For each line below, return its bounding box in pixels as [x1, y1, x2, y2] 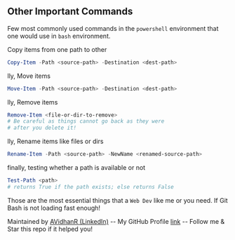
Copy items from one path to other [7, 45, 107, 53]
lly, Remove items [7, 98, 58, 106]
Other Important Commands [7, 6, 133, 18]
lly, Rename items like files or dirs [7, 137, 104, 146]
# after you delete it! [7, 124, 77, 132]
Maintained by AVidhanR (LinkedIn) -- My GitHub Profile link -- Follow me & [7, 217, 225, 225]
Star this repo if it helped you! [7, 225, 93, 233]
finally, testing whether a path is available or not [7, 164, 146, 172]
